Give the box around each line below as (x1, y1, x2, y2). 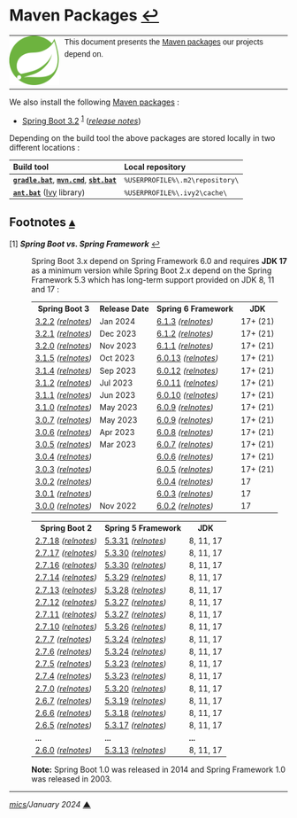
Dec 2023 (99, 328, 137, 339)
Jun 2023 (99, 390, 136, 401)
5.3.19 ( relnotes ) (104, 695, 167, 705)
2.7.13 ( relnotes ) (34, 584, 97, 595)
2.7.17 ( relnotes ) (34, 547, 97, 558)
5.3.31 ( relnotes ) (104, 535, 167, 546)
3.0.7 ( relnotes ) (34, 414, 93, 425)
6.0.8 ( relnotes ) (156, 426, 214, 437)
